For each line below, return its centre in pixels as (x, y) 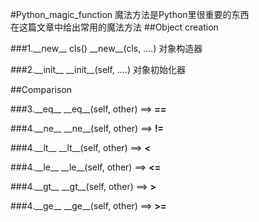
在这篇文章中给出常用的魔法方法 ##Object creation (114, 27)
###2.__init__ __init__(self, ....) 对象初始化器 (98, 69)
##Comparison (41, 89)
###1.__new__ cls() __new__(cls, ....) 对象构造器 (106, 48)
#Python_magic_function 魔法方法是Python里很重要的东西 (130, 14)
